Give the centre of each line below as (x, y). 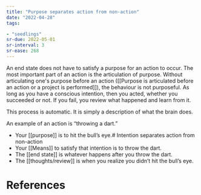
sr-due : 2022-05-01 (31, 40)
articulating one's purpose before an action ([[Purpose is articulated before (100, 81)
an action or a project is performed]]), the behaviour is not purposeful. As (98, 87)
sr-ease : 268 (23, 51)
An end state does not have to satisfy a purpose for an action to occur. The (100, 68)
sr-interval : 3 (25, 45)
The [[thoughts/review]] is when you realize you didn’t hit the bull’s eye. (104, 161)
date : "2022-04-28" (31, 18)
